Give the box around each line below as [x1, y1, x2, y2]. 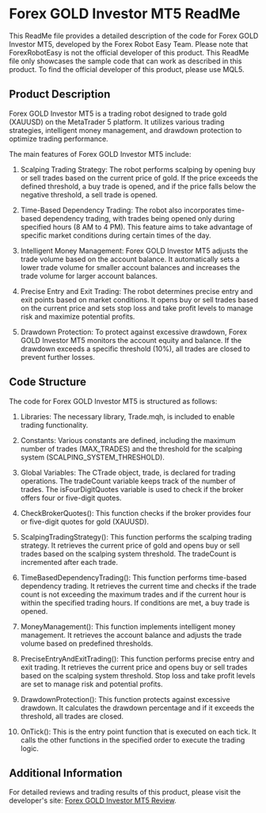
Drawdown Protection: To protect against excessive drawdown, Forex [20, 326, 248, 337]
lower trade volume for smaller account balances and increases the [20, 262, 241, 272]
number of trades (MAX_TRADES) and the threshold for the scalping [20, 444, 243, 453]
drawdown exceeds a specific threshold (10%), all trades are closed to [20, 344, 250, 353]
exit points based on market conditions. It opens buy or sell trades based [20, 295, 259, 304]
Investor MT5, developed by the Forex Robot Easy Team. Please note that [9, 39, 249, 48]
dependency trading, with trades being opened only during [43, 213, 236, 223]
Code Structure [9, 376, 86, 389]
